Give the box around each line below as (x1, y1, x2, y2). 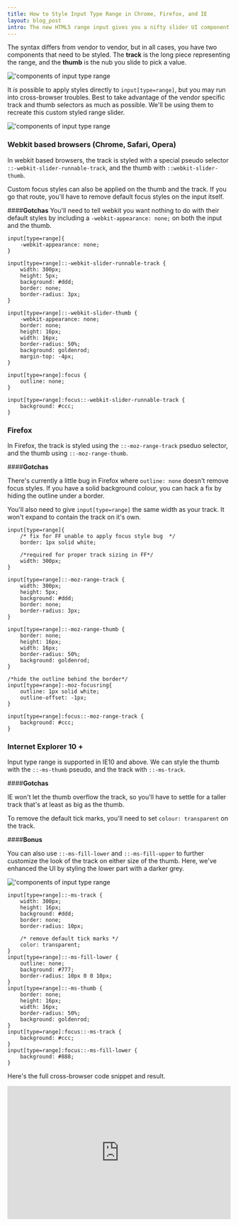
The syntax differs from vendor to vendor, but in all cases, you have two (7, 43, 217, 52)
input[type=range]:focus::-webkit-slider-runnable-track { (7, 396, 186, 403)
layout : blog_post (7, 17, 62, 24)
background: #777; (20, 966, 74, 973)
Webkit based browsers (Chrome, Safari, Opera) (7, 140, 176, 150)
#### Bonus (7, 836, 42, 844)
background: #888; (20, 1053, 74, 1061)
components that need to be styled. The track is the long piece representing (7, 50, 230, 59)
